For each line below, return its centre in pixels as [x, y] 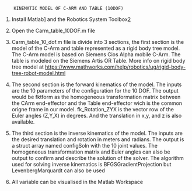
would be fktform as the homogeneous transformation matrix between [96, 97]
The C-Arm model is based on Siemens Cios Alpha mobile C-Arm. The [96, 54]
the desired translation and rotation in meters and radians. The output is [98, 139]
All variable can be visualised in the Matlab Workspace [77, 182]
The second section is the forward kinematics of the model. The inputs [97, 84]
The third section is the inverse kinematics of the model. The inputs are [97, 133]
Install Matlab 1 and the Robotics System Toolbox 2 [71, 19]
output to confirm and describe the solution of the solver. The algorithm [97, 158]
